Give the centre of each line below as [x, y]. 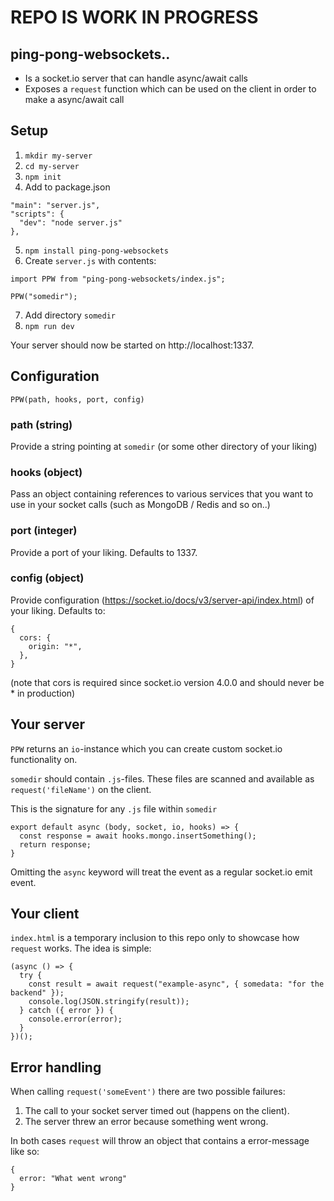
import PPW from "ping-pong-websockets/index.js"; [118, 279]
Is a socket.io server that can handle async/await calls [136, 78]
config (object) [47, 578]
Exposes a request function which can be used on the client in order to [170, 89]
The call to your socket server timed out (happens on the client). [157, 1111]
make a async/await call [74, 99]
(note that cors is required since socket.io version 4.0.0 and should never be [167, 682]
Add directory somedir [70, 315]
